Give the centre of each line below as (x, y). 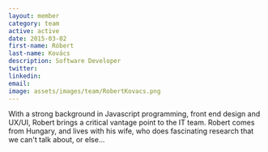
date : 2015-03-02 (38, 38)
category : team (34, 23)
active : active (34, 31)
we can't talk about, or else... (57, 140)
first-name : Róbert (41, 46)
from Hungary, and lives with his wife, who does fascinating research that (131, 131)
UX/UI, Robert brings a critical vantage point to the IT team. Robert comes (132, 123)
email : (19, 83)
